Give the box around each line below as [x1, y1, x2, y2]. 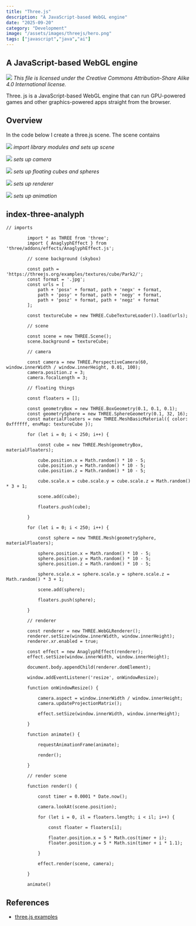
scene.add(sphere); [37, 587, 85, 593]
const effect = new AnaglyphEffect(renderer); [27, 649, 144, 655]
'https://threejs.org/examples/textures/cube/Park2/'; [6, 271, 144, 278]
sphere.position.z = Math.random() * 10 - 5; [37, 561, 151, 567]
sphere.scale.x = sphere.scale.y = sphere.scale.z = [37, 571, 170, 577]
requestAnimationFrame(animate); [37, 742, 119, 748]
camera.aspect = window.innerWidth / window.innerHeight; [37, 696, 183, 701]
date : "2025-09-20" [6, 20, 54, 25]
